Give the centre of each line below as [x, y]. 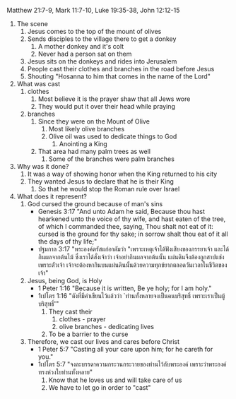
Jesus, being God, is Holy [65, 281]
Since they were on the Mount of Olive [94, 121]
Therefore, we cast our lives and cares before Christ [104, 341]
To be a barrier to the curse [88, 334]
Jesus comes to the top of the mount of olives [94, 31]
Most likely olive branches [87, 129]
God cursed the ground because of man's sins [95, 204]
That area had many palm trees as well [94, 151]
